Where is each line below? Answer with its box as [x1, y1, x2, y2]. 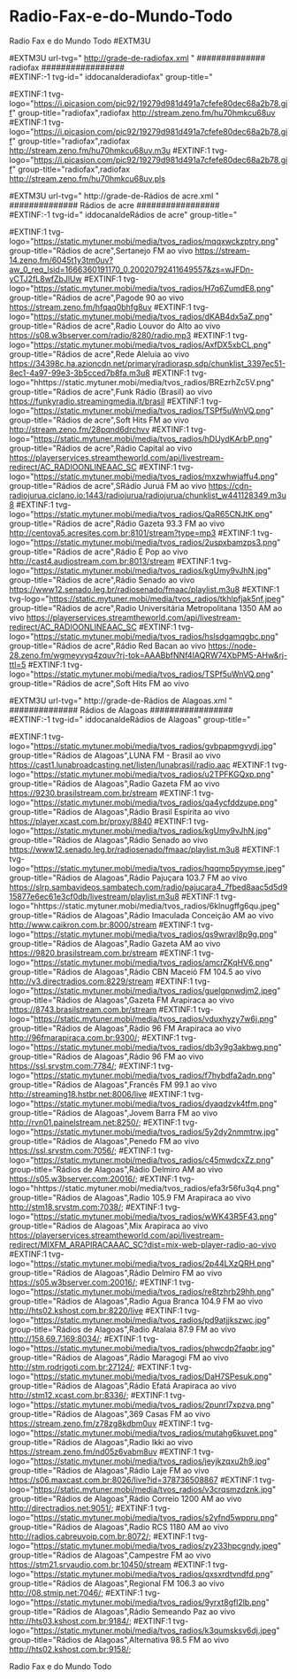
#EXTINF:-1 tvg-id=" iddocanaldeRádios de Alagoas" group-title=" [9, 714, 251, 724]
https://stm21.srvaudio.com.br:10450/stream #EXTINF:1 [9, 1559, 211, 1569]
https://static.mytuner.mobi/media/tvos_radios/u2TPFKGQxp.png [34, 769, 271, 779]
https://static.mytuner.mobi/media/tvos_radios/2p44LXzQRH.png [34, 1257, 271, 1268]
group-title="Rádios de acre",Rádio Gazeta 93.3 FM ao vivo [9, 518, 225, 529]
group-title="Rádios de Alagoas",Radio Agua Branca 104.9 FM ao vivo [9, 1296, 263, 1306]
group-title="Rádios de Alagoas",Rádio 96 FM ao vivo [9, 1051, 204, 1062]
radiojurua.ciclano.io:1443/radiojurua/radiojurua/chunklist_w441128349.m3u [9, 490, 287, 500]
